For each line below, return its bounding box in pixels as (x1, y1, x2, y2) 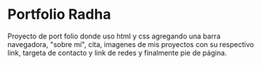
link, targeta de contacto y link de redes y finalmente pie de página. (7, 48, 227, 57)
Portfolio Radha (7, 5, 112, 23)
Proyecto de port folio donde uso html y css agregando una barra (7, 31, 221, 41)
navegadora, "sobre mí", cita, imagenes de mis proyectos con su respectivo (7, 39, 254, 49)
